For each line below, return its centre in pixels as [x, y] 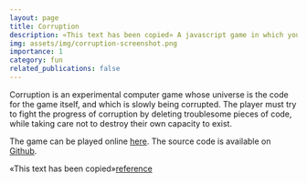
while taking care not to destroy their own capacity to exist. [121, 123]
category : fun [37, 60]
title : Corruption [44, 26]
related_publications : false [65, 69]
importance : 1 [37, 52]
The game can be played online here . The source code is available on [140, 141]
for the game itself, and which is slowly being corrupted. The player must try [153, 104]
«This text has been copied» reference [81, 168]
